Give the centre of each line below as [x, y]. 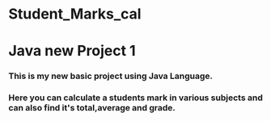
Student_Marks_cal [75, 14]
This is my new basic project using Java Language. [110, 76]
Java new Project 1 [72, 51]
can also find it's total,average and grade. [92, 108]
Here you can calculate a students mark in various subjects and [135, 98]
